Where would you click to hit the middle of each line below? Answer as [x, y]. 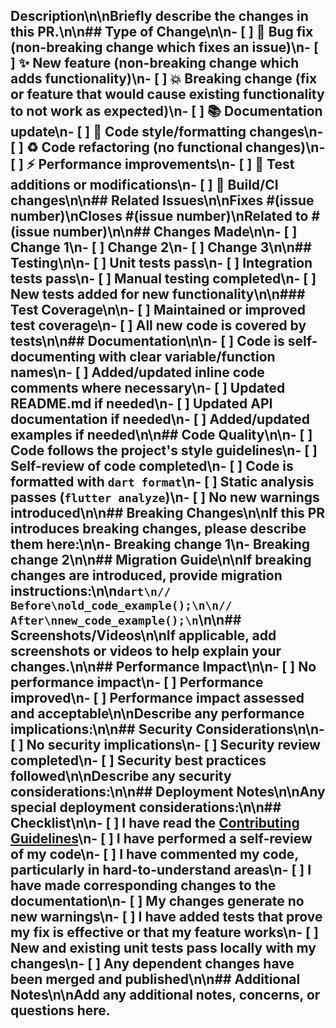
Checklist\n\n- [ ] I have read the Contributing [155, 823]
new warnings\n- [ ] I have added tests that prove [166, 917]
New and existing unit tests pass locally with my [163, 948]
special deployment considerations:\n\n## [146, 807]
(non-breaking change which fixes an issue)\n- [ [164, 47]
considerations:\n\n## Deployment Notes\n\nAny [168, 792]
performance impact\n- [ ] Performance [137, 682]
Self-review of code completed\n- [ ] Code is [152, 466]
